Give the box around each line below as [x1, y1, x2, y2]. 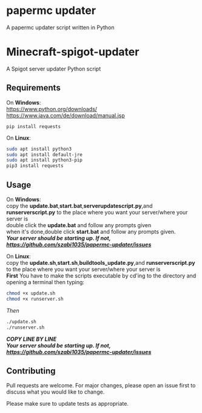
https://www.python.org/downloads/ [6, 105, 98, 112]
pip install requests [6, 123, 61, 129]
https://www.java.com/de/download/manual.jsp [6, 112, 126, 119]
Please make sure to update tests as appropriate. [6, 400, 129, 408]
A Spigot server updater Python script [6, 65, 101, 72]
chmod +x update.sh [6, 290, 56, 296]
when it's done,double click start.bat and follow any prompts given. [6, 228, 176, 235]
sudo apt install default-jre [6, 151, 83, 158]
